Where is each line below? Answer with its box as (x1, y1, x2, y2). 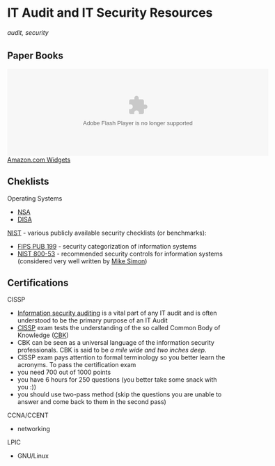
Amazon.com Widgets (7, 155, 71, 164)
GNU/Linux (17, 451, 49, 460)
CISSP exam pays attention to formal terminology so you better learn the (17, 353, 226, 362)
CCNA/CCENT (7, 411, 49, 419)
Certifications (7, 277, 69, 289)
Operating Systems (7, 194, 63, 203)
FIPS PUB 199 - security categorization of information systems (17, 242, 197, 250)
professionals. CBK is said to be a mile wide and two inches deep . (17, 346, 207, 355)
